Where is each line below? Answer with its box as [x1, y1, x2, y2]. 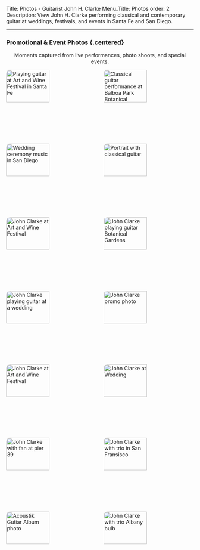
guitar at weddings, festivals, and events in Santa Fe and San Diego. [6, 18, 173, 24]
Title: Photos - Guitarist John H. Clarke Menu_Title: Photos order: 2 [6, 5, 170, 12]
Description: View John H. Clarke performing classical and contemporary [6, 11, 186, 18]
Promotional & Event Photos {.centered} [6, 38, 124, 47]
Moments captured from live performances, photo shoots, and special [14, 52, 186, 59]
